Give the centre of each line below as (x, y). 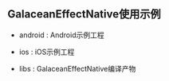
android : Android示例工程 (61, 35)
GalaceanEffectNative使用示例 (84, 14)
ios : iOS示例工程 (47, 52)
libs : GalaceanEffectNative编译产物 (77, 68)
